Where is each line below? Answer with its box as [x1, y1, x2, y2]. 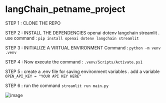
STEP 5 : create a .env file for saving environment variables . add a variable [5, 68, 160, 74]
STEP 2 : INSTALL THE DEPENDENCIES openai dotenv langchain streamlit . [5, 29, 160, 35]
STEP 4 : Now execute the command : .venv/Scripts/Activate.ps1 [5, 58, 143, 64]
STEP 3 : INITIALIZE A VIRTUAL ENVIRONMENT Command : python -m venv [5, 44, 161, 50]
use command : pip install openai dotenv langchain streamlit [5, 35, 139, 41]
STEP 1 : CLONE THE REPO [5, 20, 61, 26]
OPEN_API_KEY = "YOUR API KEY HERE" [5, 73, 81, 78]
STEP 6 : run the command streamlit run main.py [5, 82, 109, 88]
